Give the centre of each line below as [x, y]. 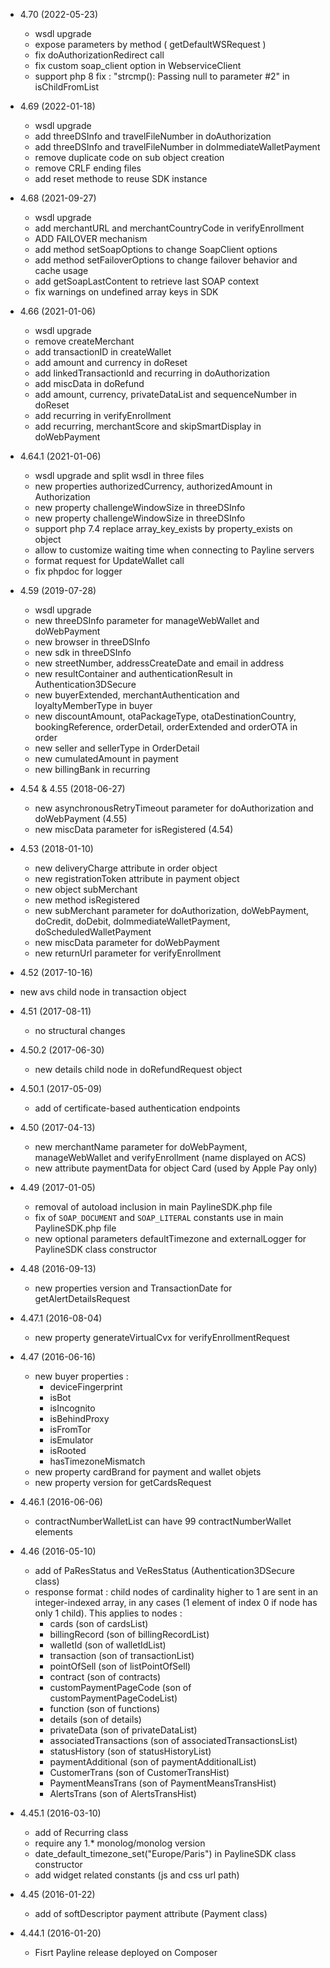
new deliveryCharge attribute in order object [126, 868]
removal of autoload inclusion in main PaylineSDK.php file [153, 1207]
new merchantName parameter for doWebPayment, [141, 1147]
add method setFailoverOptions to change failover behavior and [166, 260]
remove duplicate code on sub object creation [129, 157]
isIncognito [72, 1408]
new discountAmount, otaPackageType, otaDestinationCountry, [165, 716]
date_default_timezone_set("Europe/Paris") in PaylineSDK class [165, 1853]
